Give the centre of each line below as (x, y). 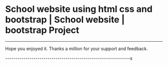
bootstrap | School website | (65, 20)
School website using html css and (79, 9)
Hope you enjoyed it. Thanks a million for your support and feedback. (77, 49)
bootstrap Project (42, 30)
